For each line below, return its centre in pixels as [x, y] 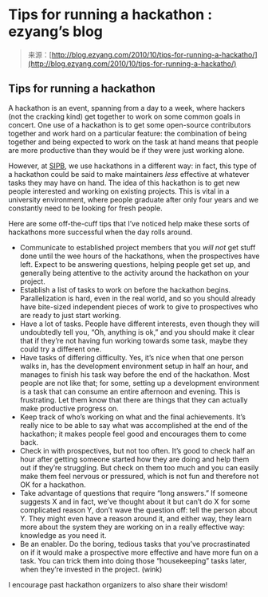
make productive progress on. [69, 408]
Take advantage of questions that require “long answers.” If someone [134, 493]
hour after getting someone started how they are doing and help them [134, 459]
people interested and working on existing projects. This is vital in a [119, 191]
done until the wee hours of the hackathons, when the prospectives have [140, 256]
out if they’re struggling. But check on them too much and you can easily [139, 467]
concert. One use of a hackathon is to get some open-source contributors [130, 124]
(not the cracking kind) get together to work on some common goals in [124, 116]
